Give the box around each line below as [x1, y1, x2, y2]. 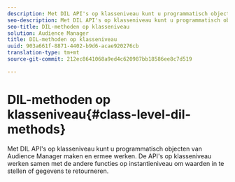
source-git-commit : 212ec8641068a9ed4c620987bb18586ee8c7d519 [7, 56, 192, 63]
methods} [7, 121, 66, 137]
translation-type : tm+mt [7, 50, 80, 56]
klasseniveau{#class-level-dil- [7, 106, 191, 122]
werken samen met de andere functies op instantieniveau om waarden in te [7, 159, 225, 167]
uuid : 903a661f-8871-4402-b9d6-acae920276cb [7, 43, 139, 50]
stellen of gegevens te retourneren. [7, 167, 109, 175]
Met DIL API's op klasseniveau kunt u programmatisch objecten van [7, 144, 203, 153]
